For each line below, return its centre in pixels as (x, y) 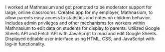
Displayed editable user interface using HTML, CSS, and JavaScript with (80, 39)
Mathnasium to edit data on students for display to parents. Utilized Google (83, 28)
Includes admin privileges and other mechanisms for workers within (75, 23)
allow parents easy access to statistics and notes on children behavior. (78, 18)
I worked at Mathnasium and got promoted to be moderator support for (78, 7)
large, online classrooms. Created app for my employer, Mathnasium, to (79, 12)
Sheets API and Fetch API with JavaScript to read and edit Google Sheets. (81, 33)
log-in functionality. (25, 44)
